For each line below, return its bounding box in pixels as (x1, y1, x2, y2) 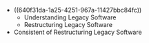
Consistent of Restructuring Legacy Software (13, 28, 143, 36)
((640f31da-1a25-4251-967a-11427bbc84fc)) (13, 6, 142, 14)
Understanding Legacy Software (23, 13, 117, 21)
